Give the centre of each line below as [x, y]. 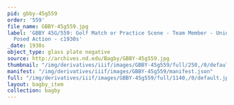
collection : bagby [34, 90]
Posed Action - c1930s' [48, 39]
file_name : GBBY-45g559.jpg [48, 26]
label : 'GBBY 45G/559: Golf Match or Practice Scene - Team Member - [110, 33]
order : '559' [26, 20]
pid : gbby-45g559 [32, 13]
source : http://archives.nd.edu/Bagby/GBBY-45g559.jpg [88, 59]
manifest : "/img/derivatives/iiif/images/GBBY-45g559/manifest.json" [110, 71]
